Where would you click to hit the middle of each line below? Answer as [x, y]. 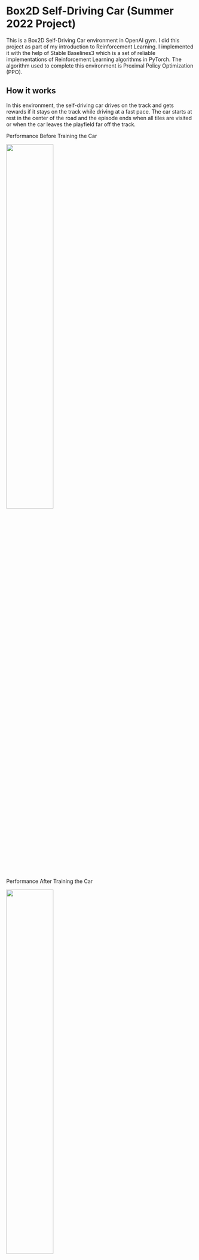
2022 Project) [41, 24]
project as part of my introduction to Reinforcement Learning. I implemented [100, 47]
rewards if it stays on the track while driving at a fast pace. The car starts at [99, 111]
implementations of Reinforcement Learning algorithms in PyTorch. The [94, 59]
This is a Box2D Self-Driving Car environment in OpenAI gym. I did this [93, 40]
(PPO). [14, 72]
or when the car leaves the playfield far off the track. [71, 124]
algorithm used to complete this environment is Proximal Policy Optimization [100, 65]
